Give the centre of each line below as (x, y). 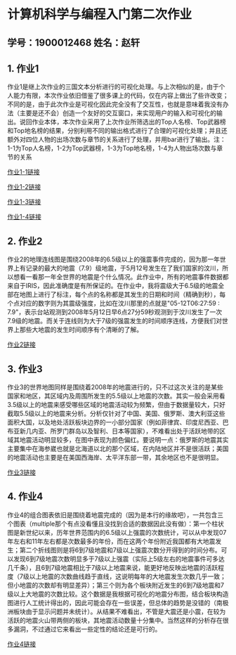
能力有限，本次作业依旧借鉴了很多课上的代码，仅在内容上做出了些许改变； (121, 96)
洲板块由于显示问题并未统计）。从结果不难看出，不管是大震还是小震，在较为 (117, 611)
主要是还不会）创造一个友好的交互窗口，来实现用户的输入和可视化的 (118, 113)
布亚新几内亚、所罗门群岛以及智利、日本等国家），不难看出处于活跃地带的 (113, 431)
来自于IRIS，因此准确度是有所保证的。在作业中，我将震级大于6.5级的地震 (113, 286)
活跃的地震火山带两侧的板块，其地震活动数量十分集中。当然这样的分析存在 (115, 620)
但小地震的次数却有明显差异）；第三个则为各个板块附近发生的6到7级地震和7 (116, 585)
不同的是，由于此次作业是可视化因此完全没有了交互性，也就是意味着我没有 (115, 104)
